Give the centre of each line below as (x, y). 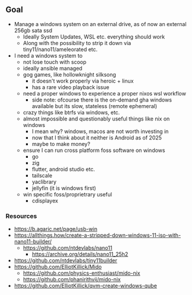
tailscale (42, 175)
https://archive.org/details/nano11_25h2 (80, 254)
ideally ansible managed (52, 68)
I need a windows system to (48, 55)
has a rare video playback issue (71, 87)
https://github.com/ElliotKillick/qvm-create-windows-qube (86, 286)
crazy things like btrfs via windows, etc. (71, 112)
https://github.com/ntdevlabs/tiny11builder (66, 261)
